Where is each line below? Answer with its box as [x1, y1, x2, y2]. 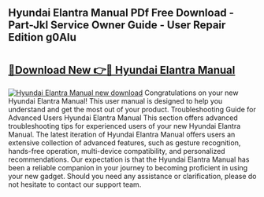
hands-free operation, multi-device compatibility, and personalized [8, 147, 226, 155]
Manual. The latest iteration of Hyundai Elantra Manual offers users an [8, 130, 236, 139]
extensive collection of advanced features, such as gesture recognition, [8, 138, 241, 148]
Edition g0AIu [8, 31, 77, 44]
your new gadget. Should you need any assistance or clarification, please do [8, 172, 257, 181]
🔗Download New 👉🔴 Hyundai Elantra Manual [8, 63, 236, 77]
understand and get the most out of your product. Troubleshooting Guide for [8, 105, 256, 114]
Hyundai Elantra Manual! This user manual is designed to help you [8, 97, 223, 105]
